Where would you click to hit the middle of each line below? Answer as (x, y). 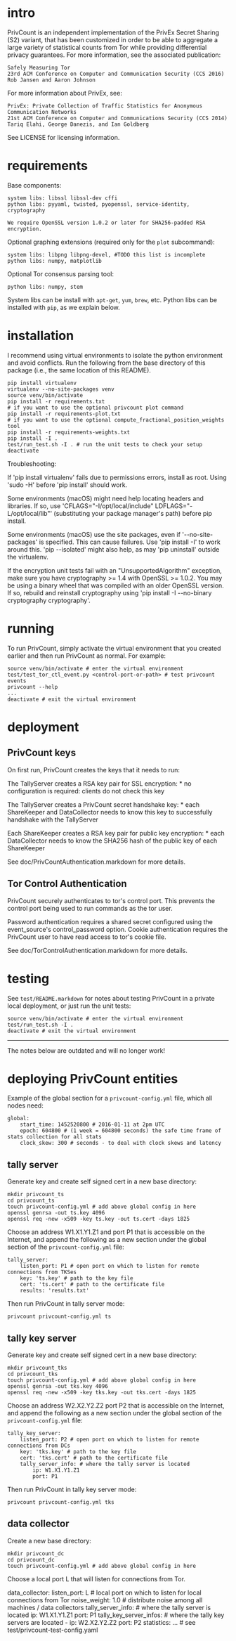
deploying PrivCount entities (93, 1078)
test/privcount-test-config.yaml (53, 1630)
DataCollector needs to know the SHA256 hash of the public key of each (112, 841)
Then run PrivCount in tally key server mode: (72, 1490)
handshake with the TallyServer (53, 819)
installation (41, 336)
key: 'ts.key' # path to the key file (77, 1278)
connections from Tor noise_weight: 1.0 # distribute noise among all (105, 1600)
